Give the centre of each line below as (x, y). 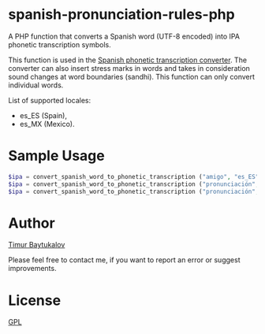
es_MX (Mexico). (47, 124)
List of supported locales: (50, 100)
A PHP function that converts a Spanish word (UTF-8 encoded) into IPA (124, 36)
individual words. (36, 85)
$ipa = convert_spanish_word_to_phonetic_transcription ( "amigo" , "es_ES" (134, 176)
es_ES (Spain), (43, 115)
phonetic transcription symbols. (60, 44)
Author (32, 223)
